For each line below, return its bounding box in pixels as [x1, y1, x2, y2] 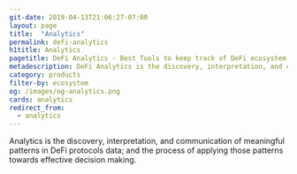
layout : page [9, 21, 57, 30]
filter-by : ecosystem [9, 79, 89, 87]
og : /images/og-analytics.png [9, 87, 121, 95]
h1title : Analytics [9, 46, 81, 55]
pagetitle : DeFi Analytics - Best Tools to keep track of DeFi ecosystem [9, 54, 287, 63]
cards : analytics [9, 95, 73, 104]
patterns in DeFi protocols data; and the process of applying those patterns [9, 145, 284, 155]
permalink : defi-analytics [9, 37, 109, 47]
